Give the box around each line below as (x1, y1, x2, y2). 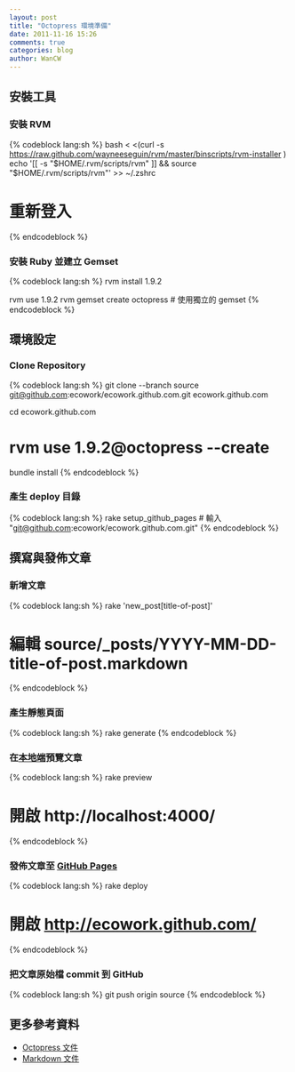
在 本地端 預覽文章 (9, 751, 83, 764)
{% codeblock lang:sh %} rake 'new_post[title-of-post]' (9, 600, 213, 611)
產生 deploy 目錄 (9, 491, 81, 503)
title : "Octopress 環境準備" (9, 21, 112, 30)
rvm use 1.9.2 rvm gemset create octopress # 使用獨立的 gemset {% (9, 294, 259, 305)
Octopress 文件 (21, 1042, 78, 1053)
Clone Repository (9, 359, 86, 372)
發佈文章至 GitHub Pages (9, 860, 118, 872)
